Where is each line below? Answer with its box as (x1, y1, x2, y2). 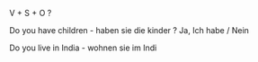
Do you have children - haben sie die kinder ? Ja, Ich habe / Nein (9, 25, 250, 35)
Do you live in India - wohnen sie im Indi (9, 42, 157, 53)
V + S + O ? (9, 8, 52, 18)
